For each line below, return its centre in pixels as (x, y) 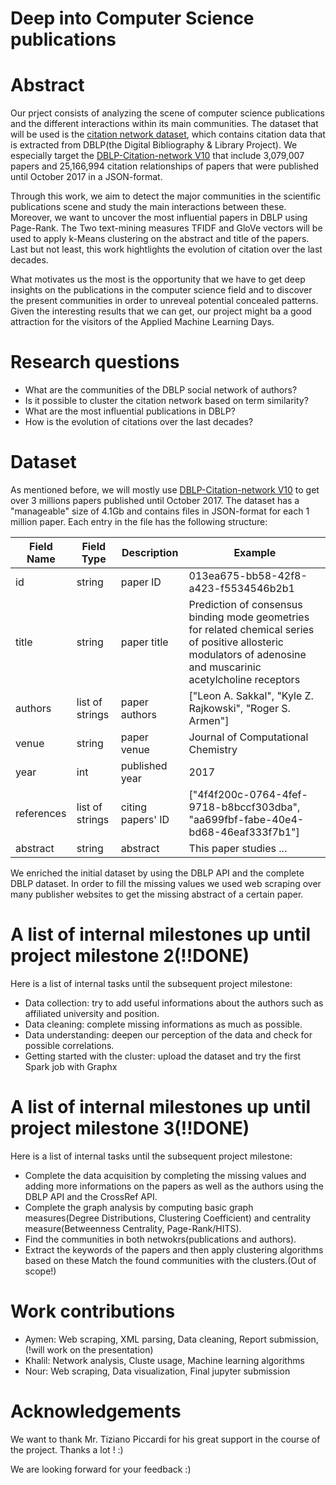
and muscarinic (225, 667)
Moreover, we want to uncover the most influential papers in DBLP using (159, 218)
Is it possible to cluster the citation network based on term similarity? (166, 401)
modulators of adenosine (247, 654)
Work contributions (93, 1311)
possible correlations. (69, 1045)
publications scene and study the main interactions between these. (148, 207)
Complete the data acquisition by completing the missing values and (165, 1175)
